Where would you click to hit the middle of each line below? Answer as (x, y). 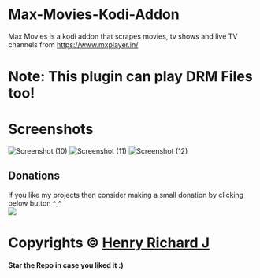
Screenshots (51, 130)
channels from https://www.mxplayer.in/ (73, 44)
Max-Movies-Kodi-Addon (94, 15)
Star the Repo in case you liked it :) (66, 265)
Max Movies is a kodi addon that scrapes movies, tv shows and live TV (123, 36)
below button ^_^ (35, 203)
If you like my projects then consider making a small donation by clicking (126, 195)
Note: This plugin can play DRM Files (131, 77)
